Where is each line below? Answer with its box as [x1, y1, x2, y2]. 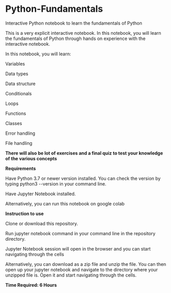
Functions [5, 110, 27, 116]
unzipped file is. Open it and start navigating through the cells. [5, 272, 137, 278]
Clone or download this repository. [5, 220, 78, 226]
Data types [5, 70, 29, 77]
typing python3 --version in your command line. [5, 180, 106, 187]
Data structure [5, 80, 36, 87]
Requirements [5, 165, 36, 172]
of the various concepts [5, 155, 57, 161]
